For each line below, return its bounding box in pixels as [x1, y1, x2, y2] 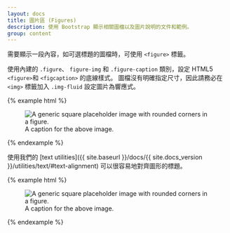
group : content [7, 29, 52, 37]
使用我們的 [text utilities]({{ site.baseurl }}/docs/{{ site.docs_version [7, 153, 203, 161]
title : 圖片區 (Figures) [7, 17, 77, 24]
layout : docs [7, 10, 46, 18]
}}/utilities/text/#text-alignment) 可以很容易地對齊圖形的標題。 [7, 162, 187, 171]
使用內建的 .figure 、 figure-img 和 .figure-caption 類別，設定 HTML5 [7, 65, 214, 74]
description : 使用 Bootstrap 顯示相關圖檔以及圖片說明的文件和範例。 [7, 23, 193, 30]
